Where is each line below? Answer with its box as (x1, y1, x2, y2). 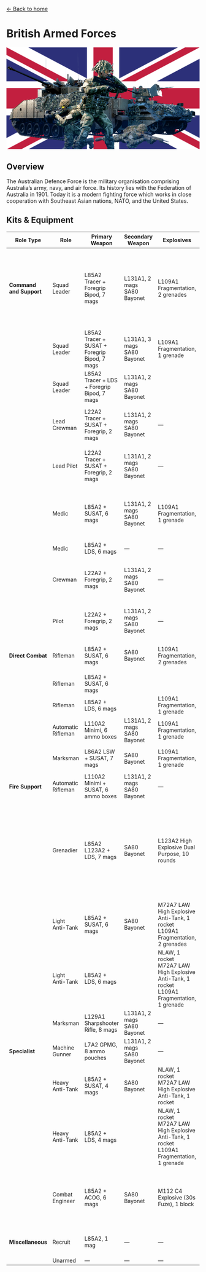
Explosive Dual (158, 843, 195, 850)
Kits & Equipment (6, 215, 74, 226)
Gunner (52, 1051, 72, 1058)
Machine (52, 1044, 75, 1051)
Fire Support (9, 783, 42, 790)
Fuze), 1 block (158, 1201, 194, 1208)
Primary (91, 233, 112, 240)
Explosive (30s (158, 1194, 196, 1201)
